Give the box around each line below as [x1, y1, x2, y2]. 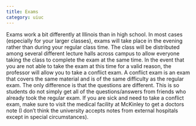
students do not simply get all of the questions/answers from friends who [6, 88, 186, 95]
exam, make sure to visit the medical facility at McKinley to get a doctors [6, 100, 185, 107]
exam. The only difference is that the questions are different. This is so [6, 81, 180, 88]
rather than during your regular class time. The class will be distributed [6, 43, 180, 51]
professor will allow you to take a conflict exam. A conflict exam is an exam [6, 69, 191, 76]
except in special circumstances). [6, 113, 89, 120]
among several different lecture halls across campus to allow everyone [6, 50, 180, 57]
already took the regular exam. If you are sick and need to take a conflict [6, 94, 184, 102]
